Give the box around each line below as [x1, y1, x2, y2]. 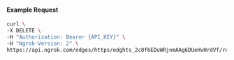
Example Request [6, 6, 59, 14]
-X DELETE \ [6, 28, 41, 34]
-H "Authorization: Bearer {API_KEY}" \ [6, 33, 126, 41]
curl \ [6, 21, 26, 28]
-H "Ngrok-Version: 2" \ [6, 40, 79, 47]
